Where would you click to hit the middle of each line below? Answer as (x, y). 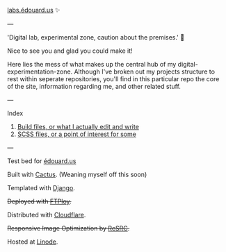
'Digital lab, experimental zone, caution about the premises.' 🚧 (96, 37)
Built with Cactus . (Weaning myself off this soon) (77, 174)
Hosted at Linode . (33, 242)
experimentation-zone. (40, 72)
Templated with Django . (41, 188)
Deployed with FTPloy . (39, 201)
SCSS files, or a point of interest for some (77, 134)
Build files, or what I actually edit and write (78, 127)
